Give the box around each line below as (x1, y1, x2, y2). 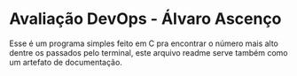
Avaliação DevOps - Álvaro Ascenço (9, 9, 282, 29)
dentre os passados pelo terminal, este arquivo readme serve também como (9, 47, 288, 57)
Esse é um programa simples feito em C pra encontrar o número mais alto (9, 38, 279, 49)
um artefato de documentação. (9, 57, 122, 67)
